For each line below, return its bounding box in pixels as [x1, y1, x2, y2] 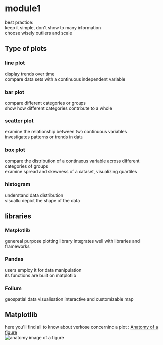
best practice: [5, 19, 34, 25]
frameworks [5, 243, 30, 249]
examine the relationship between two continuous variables [5, 129, 127, 135]
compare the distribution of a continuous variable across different [5, 158, 140, 164]
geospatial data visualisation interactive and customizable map [5, 296, 134, 302]
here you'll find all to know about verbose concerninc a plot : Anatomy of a [5, 324, 158, 330]
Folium [5, 285, 22, 292]
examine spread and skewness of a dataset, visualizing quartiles [5, 168, 137, 174]
